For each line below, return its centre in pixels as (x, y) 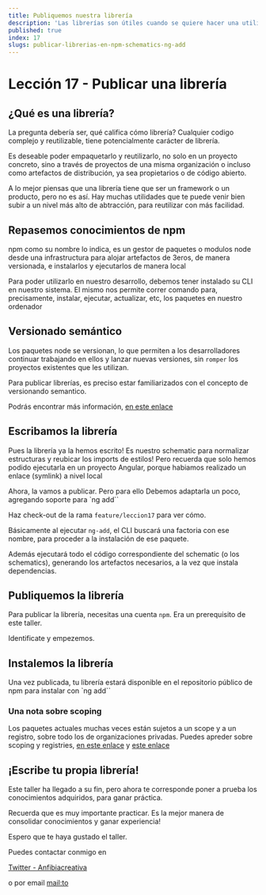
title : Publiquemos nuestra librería (70, 15)
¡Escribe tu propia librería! (74, 770)
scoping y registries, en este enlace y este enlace (89, 745)
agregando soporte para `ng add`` (64, 499)
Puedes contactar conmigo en (57, 852)
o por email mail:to (38, 883)
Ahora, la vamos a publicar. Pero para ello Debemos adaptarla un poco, (124, 491)
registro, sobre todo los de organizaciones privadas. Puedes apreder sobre (131, 737)
